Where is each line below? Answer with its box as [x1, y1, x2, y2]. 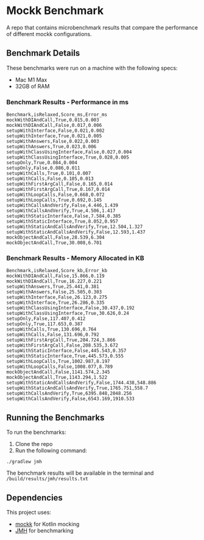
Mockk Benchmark [6, 4, 104, 18]
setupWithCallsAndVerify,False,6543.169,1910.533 [6, 396, 135, 402]
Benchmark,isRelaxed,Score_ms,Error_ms [6, 112, 108, 118]
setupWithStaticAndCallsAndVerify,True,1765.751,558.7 [6, 385, 149, 391]
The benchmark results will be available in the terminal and [6, 469, 154, 477]
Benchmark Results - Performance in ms [6, 98, 129, 106]
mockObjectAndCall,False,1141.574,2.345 [6, 369, 111, 375]
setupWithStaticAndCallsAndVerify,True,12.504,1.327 [6, 224, 143, 230]
